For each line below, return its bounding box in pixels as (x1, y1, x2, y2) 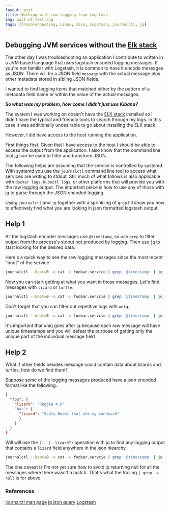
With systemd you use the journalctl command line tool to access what (5, 168, 157, 174)
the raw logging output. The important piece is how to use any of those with (5, 184, 164, 191)
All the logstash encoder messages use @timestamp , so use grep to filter (5, 233, 155, 239)
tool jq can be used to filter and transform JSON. (5, 153, 107, 159)
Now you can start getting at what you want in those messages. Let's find (5, 279, 160, 285)
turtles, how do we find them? (5, 367, 68, 373)
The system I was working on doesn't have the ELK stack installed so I (5, 111, 153, 118)
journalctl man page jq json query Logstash (5, 499, 96, 505)
